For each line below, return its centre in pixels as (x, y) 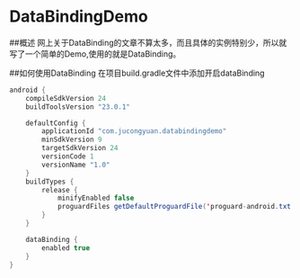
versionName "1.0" (76, 165)
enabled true (66, 248)
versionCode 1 (68, 157)
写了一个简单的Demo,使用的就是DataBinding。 (95, 54)
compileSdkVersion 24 (66, 98)
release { (60, 190)
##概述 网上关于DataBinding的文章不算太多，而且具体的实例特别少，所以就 (148, 42)
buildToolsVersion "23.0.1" (78, 107)
